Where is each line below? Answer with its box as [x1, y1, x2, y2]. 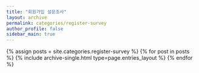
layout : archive [6, 14, 47, 21]
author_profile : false [6, 25, 64, 32]
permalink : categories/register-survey [6, 20, 107, 26]
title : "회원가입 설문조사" [6, 8, 67, 15]
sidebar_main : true [6, 31, 56, 37]
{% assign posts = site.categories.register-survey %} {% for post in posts [6, 48, 190, 55]
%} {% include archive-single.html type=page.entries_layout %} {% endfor [6, 54, 193, 62]
